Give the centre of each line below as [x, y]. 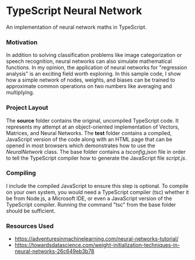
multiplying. [20, 93]
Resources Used [30, 226]
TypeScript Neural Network [74, 11]
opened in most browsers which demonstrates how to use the [81, 146]
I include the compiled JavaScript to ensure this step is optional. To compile [97, 185]
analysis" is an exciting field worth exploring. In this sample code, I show [94, 74]
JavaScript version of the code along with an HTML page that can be [89, 139]
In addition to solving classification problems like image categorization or [94, 55]
